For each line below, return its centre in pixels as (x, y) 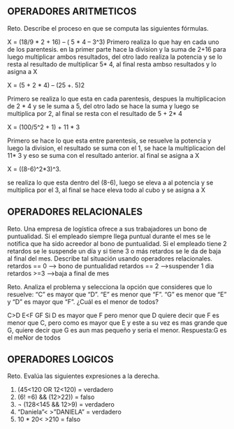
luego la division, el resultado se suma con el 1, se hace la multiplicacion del (116, 148)
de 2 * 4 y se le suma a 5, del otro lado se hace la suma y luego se (103, 106)
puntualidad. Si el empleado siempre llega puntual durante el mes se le (109, 236)
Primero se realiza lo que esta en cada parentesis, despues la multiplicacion (116, 99)
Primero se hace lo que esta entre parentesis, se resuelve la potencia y (109, 140)
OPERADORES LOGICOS (60, 359)
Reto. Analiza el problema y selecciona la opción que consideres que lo (110, 286)
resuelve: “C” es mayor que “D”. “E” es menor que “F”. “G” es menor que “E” (117, 294)
